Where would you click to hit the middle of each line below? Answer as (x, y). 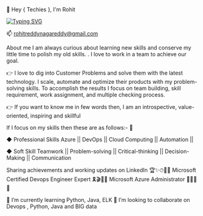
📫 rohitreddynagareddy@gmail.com (52, 33)
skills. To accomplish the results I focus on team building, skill (104, 88)
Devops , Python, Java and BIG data (52, 206)
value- (186, 107)
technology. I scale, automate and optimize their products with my (90, 82)
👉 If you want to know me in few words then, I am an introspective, (92, 107)
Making (16, 158)
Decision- (177, 151)
